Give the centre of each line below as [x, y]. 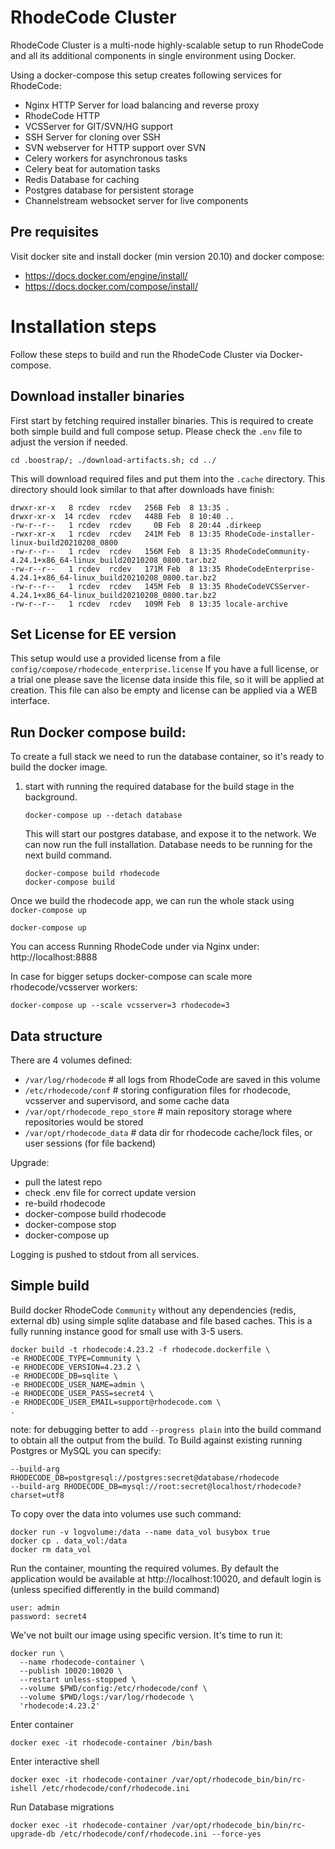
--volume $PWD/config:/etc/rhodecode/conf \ [113, 1688]
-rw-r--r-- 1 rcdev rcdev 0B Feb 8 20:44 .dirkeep [136, 525]
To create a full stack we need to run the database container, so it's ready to [167, 757]
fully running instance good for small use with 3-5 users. [127, 1331]
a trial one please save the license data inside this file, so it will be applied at [167, 680]
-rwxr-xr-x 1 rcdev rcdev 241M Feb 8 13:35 [116, 534]
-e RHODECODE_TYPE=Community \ [75, 1358]
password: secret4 [48, 1616]
